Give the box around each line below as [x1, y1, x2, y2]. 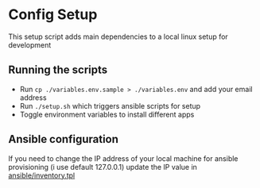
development [8, 40, 52, 49]
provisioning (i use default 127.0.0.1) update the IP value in [8, 162, 197, 171]
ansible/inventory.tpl [8, 171, 76, 180]
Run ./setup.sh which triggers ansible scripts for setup [19, 101, 201, 110]
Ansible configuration [8, 132, 119, 146]
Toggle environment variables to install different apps [19, 109, 195, 119]
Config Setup [8, 6, 98, 24]
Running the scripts [8, 63, 108, 77]
